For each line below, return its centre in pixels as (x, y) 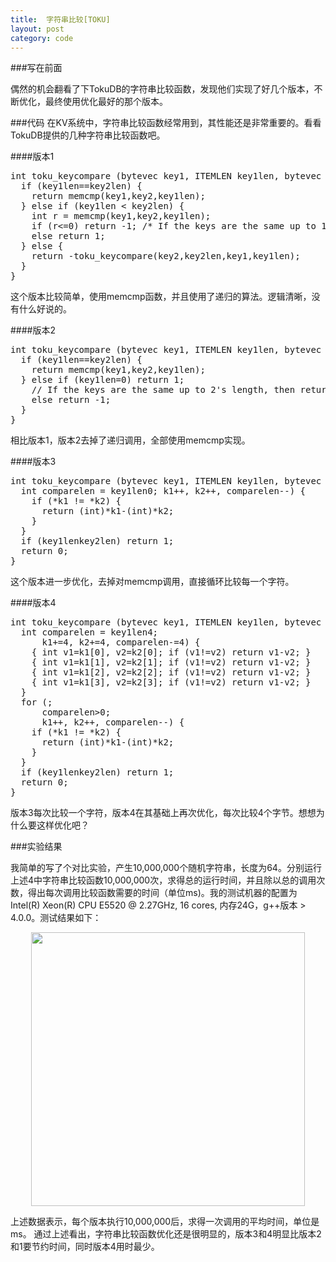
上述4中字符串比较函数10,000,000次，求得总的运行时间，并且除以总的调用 (163, 880)
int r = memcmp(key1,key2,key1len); (121, 216)
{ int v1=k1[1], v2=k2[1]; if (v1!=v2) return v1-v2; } (171, 662)
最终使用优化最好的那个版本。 (106, 102)
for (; (36, 702)
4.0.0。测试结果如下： (56, 918)
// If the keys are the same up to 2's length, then (163, 390)
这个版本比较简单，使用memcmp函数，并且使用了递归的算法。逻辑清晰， (161, 297)
